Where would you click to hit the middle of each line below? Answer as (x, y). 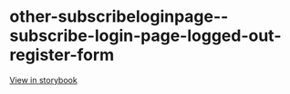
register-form (62, 55)
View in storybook (43, 80)
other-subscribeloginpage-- (119, 17)
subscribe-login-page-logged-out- (145, 36)
